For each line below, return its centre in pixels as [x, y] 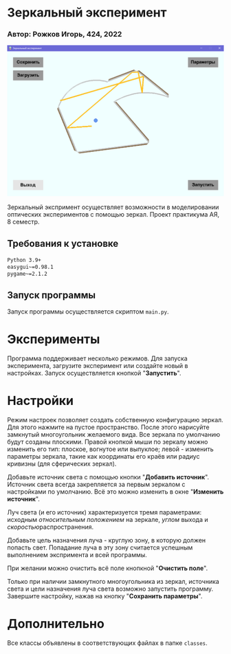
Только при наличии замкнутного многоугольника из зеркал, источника [113, 581]
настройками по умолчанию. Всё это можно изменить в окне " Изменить [115, 491]
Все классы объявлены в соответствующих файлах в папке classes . [107, 643]
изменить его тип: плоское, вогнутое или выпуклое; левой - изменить [111, 449]
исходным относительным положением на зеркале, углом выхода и [108, 519]
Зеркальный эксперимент [87, 13]
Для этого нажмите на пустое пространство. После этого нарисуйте [108, 427]
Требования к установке [63, 243]
